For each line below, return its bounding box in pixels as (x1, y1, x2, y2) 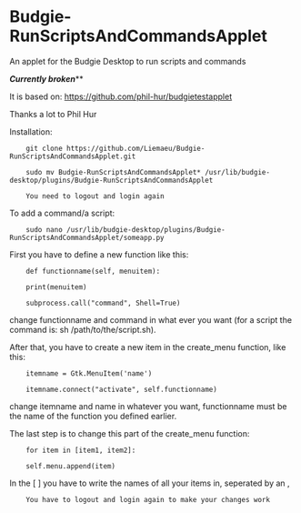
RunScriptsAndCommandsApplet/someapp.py (9, 233, 166, 242)
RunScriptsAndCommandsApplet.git (9, 152, 136, 161)
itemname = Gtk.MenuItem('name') (25, 368, 153, 378)
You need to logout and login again (25, 191, 166, 201)
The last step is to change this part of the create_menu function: (9, 427, 250, 438)
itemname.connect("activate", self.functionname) (25, 385, 218, 394)
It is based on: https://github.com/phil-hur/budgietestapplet (9, 91, 233, 102)
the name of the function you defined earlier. (9, 410, 177, 421)
